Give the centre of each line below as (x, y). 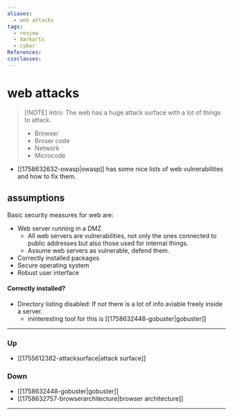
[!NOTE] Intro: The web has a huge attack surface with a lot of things (122, 113)
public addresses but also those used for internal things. (108, 243)
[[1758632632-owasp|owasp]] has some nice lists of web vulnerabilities (120, 169)
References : (24, 53)
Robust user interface (48, 272)
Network (47, 148)
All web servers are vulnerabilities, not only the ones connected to (122, 235)
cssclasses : (24, 59)
